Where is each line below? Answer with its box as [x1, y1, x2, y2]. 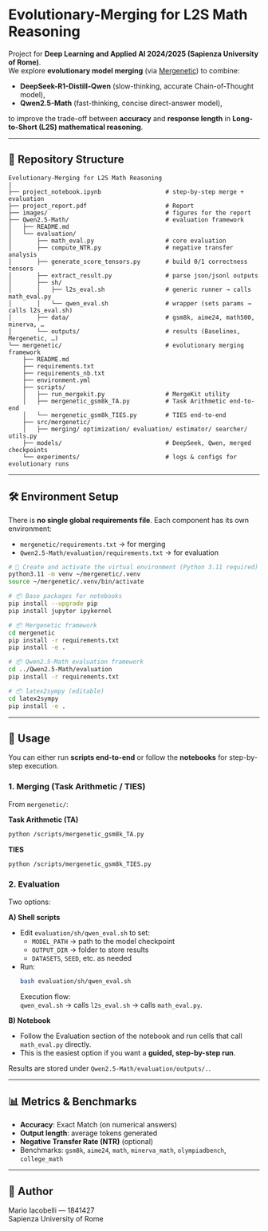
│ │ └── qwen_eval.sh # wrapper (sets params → [8, 299, 251, 308]
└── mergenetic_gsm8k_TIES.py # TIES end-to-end [37, 411, 227, 419]
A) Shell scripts [8, 912, 61, 922]
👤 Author [8, 1184, 53, 1198]
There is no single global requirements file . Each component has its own [8, 515, 250, 525]
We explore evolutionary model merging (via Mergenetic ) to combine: [8, 65, 240, 75]
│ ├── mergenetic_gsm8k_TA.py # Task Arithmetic [22, 397, 227, 405]
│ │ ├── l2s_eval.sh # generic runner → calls [8, 285, 251, 293]
